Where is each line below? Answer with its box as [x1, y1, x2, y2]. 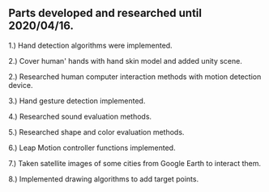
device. [8, 80, 33, 90]
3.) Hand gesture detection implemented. [8, 96, 146, 106]
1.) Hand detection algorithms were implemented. [8, 40, 173, 50]
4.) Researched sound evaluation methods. [8, 111, 152, 121]
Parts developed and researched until [8, 6, 203, 20]
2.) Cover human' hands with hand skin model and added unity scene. [8, 56, 243, 65]
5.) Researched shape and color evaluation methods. [8, 127, 185, 136]
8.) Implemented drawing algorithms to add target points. [8, 173, 199, 184]
